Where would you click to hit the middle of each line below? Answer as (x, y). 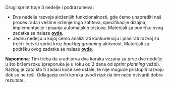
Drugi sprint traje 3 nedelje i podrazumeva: (50, 7)
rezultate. (15, 80)
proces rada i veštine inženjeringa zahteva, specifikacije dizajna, (79, 22)
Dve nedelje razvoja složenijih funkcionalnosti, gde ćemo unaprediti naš (87, 17)
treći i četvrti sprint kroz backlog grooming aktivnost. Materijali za (81, 44)
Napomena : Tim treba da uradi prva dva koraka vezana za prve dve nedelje (84, 59)
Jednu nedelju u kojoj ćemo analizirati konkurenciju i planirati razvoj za (86, 38)
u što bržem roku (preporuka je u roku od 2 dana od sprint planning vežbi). (83, 64)
